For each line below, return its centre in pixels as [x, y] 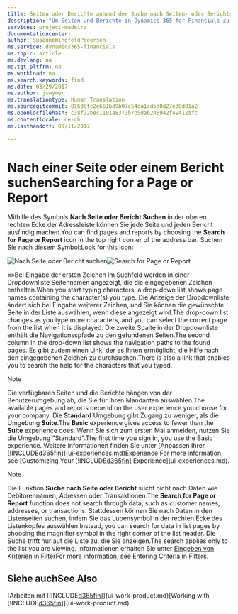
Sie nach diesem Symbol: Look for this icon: [70, 247]
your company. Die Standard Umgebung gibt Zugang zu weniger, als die [113, 415]
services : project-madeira [47, 27]
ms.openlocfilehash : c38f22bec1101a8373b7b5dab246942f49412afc [103, 113]
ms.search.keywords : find [45, 80]
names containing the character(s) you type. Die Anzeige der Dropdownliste [118, 297]
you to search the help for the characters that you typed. [90, 366]
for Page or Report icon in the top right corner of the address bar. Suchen [115, 240]
